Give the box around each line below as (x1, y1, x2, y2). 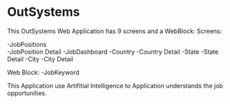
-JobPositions (7, 40, 47, 48)
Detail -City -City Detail (7, 54, 74, 63)
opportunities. (7, 89, 47, 97)
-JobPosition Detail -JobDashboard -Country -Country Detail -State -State (7, 48, 219, 56)
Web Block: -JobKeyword (7, 68, 79, 76)
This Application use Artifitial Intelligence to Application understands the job (7, 81, 223, 90)
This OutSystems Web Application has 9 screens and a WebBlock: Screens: (7, 27, 222, 35)
